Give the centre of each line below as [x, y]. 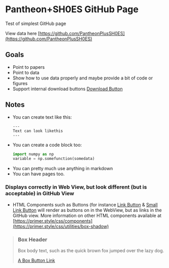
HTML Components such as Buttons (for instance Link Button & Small [85, 204]
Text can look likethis [38, 131]
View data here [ [22, 33]
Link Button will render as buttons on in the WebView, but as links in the [87, 210]
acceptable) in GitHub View [40, 194]
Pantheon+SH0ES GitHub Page [72, 9]
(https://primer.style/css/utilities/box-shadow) [61, 226]
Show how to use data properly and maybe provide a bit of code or [83, 78]
